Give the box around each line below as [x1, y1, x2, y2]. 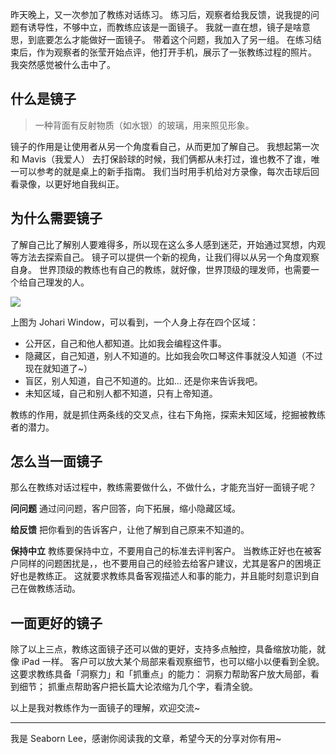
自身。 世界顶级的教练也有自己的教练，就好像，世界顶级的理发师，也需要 [10, 263, 311, 275]
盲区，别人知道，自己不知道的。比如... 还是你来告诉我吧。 [24, 374, 263, 387]
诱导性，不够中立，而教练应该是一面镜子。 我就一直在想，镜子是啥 [27, 21, 302, 33]
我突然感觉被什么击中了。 [10, 59, 116, 70]
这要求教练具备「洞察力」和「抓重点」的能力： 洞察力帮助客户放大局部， [10, 668, 311, 680]
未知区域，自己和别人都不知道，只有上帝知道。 [24, 387, 218, 399]
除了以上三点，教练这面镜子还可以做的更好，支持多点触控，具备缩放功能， [10, 643, 317, 655]
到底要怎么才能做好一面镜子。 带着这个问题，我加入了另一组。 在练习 [27, 34, 313, 45]
